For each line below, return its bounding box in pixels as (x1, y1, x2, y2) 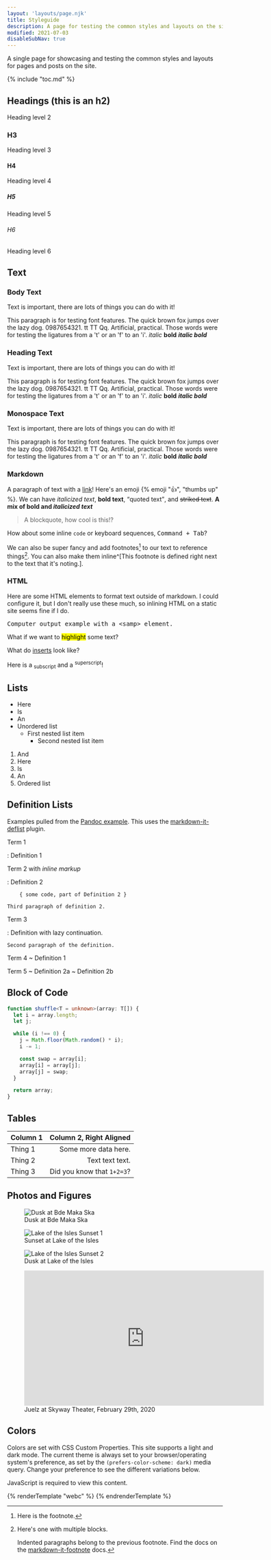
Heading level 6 (7, 246, 51, 255)
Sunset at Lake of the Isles (24, 1236, 99, 1244)
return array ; (13, 1087, 53, 1094)
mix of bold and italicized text (7, 503, 93, 511)
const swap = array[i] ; (19, 1055, 88, 1062)
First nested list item (27, 729, 85, 738)
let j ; (13, 1018, 32, 1025)
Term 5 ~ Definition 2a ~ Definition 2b (7, 967, 114, 975)
